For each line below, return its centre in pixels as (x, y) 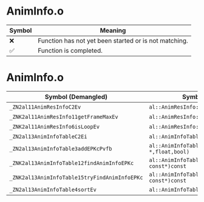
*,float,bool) (169, 152)
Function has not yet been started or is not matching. (113, 41)
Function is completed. (70, 50)
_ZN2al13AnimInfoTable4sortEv (53, 190)
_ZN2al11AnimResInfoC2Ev (45, 107)
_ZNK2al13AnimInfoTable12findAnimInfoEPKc (72, 163)
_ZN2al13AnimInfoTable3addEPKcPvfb (61, 149)
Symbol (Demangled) (76, 96)
